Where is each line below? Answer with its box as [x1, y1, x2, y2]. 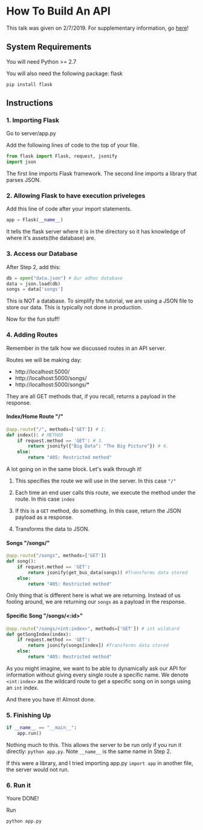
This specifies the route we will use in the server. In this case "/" [14, 477, 176, 484]
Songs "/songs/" [6, 539, 50, 546]
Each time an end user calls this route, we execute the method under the [14, 489, 196, 497]
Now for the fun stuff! [6, 315, 60, 323]
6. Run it [6, 781, 31, 789]
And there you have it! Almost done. [6, 695, 95, 703]
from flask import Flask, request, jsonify [6, 153, 118, 159]
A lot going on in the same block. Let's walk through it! [6, 466, 142, 473]
